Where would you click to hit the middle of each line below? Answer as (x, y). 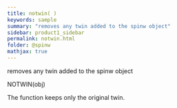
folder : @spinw (29, 45)
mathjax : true (28, 52)
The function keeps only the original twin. (66, 97)
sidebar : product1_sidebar (46, 32)
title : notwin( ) (32, 13)
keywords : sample (32, 20)
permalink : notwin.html (41, 39)
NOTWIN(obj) (27, 84)
